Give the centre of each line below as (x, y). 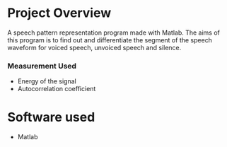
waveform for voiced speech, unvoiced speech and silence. (94, 47)
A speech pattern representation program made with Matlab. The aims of (114, 33)
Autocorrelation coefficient (57, 89)
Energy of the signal (47, 81)
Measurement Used (42, 66)
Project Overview (59, 13)
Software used (51, 117)
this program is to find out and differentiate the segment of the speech (110, 40)
